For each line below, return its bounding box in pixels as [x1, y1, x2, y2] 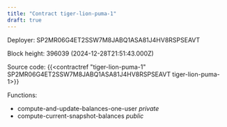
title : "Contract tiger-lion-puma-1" [7, 10, 117, 17]
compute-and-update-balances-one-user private [17, 104, 159, 112]
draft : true [7, 17, 42, 24]
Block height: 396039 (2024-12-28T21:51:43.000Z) [7, 49, 155, 58]
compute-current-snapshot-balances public [17, 112, 144, 120]
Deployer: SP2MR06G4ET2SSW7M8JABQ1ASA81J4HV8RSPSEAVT [7, 35, 201, 44]
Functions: [7, 91, 38, 99]
